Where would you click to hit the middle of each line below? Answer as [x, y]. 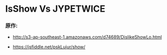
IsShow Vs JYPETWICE [55, 9]
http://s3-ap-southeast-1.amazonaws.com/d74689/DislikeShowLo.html [87, 37]
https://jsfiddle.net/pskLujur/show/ [49, 47]
